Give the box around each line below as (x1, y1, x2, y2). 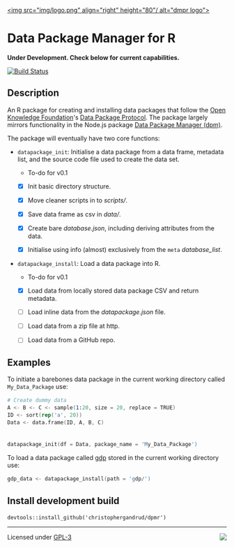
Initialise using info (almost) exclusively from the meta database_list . (27, 246, 223, 253)
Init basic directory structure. (27, 182, 111, 191)
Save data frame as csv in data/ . (27, 209, 121, 219)
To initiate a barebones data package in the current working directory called (7, 375, 225, 383)
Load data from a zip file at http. (27, 322, 120, 330)
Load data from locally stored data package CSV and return (27, 286, 199, 295)
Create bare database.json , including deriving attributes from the (27, 223, 214, 232)
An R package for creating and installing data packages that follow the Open (7, 105, 226, 114)
